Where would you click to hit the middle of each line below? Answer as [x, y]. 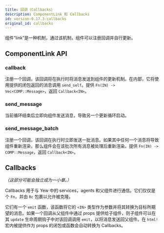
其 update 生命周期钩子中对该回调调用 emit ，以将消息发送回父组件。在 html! [82, 219]
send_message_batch [32, 129]
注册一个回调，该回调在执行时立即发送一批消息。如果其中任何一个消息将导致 [82, 140]
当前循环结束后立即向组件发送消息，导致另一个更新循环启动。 [67, 115]
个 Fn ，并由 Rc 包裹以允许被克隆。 [39, 197]
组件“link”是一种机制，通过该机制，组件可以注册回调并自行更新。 [70, 38]
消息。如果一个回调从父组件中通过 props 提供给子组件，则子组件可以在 [85, 213]
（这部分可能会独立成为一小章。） [38, 180]
